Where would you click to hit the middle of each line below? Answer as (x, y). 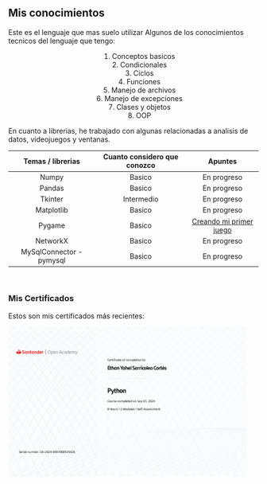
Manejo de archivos (143, 90)
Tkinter (52, 199)
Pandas (52, 188)
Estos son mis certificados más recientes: (76, 316)
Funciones (144, 81)
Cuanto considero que (141, 157)
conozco (141, 166)
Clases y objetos (143, 107)
